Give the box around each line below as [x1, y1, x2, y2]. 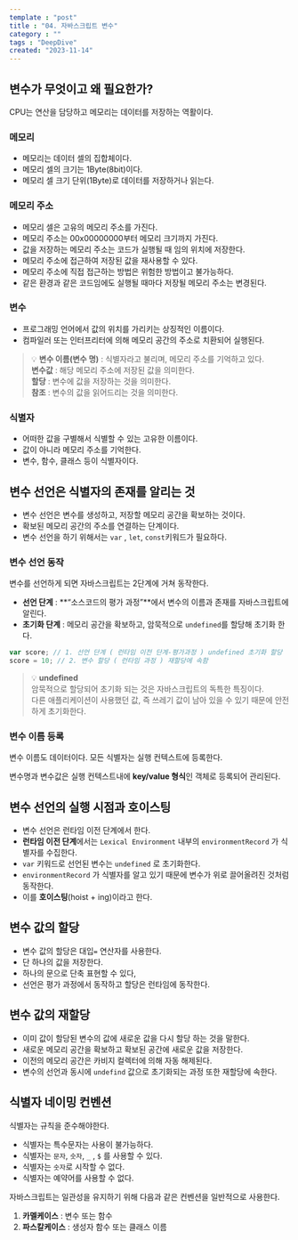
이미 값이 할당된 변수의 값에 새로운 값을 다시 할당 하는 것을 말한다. [21, 1033, 250, 1043]
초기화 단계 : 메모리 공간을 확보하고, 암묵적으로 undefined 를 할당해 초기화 [21, 620, 276, 630]
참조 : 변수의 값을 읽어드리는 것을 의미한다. [30, 386, 179, 397]
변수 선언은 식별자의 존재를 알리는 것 [9, 484, 196, 499]
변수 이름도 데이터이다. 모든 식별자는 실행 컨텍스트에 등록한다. [9, 752, 223, 763]
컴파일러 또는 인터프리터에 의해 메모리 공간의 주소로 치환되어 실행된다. [21, 335, 265, 345]
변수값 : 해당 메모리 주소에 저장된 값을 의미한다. [30, 364, 196, 375]
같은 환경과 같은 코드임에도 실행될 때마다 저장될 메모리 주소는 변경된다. [21, 277, 267, 288]
